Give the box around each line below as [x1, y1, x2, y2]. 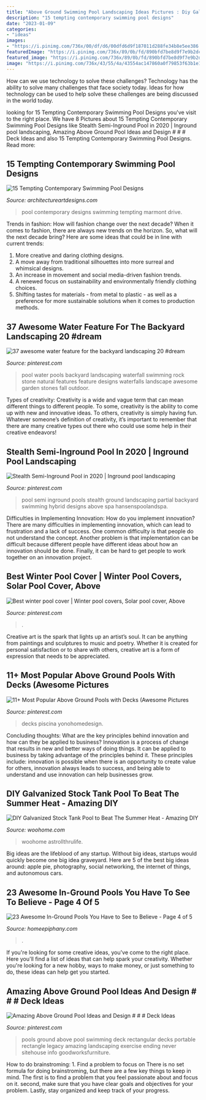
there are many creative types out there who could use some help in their [6, 422, 192, 430]
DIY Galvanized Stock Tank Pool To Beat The [6, 789, 180, 799]
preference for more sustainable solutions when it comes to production [15, 297, 195, 305]
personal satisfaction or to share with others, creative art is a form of [6, 646, 180, 653]
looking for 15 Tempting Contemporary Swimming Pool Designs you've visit [6, 109, 196, 116]
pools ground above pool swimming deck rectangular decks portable [21, 1036, 196, 1043]
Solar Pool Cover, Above [6, 581, 101, 592]
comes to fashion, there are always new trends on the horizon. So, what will [6, 227, 197, 234]
